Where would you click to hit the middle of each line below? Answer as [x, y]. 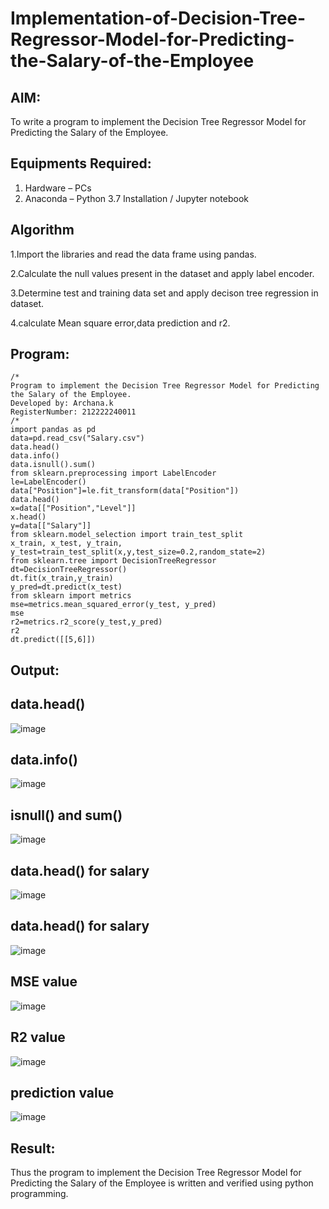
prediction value [62, 1092]
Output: [35, 670]
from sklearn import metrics [71, 596]
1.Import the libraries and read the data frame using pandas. [133, 254]
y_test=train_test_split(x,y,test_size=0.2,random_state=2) [138, 552]
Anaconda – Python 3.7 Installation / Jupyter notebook [136, 198]
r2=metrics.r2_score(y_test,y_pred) [86, 622]
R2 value [38, 1037]
